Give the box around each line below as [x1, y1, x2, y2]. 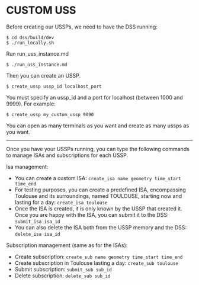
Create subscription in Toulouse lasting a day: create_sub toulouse [14, 259, 179, 267]
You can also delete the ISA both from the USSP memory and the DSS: [14, 223, 187, 231]
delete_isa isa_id [14, 231, 60, 237]
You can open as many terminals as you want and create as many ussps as [6, 122, 190, 129]
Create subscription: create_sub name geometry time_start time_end [14, 253, 183, 260]
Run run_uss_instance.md [6, 50, 69, 57]
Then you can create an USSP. [6, 72, 81, 79]
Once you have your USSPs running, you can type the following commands [6, 145, 190, 152]
